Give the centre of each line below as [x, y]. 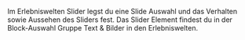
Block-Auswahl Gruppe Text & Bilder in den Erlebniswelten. [103, 28]
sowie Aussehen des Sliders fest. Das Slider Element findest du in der [120, 20]
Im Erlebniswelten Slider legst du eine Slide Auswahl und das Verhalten [122, 11]
